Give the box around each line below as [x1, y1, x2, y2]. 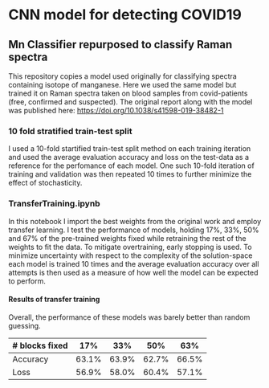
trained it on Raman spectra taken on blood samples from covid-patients [8, 88, 248, 98]
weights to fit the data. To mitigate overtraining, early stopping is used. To [8, 242, 252, 251]
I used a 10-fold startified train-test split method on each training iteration [8, 144, 251, 153]
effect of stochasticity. [8, 178, 83, 188]
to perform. [8, 276, 46, 286]
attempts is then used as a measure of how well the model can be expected [8, 268, 259, 277]
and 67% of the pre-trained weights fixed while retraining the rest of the [8, 233, 247, 243]
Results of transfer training [8, 295, 100, 304]
